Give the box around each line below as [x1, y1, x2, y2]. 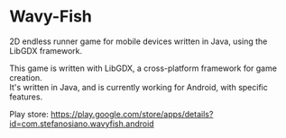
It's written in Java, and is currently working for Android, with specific [9, 82, 268, 92]
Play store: [9, 108, 50, 119]
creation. [9, 72, 42, 82]
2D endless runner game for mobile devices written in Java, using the [9, 36, 268, 47]
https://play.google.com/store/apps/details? [51, 108, 214, 119]
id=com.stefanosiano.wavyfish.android [9, 118, 155, 129]
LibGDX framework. [9, 45, 83, 56]
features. [9, 91, 43, 102]
